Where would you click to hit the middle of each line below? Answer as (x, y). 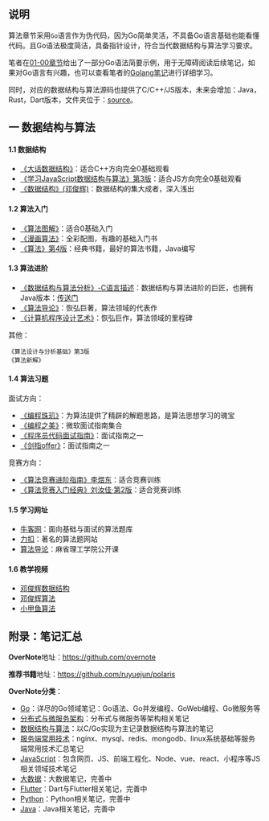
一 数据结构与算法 (52, 127)
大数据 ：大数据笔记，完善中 (66, 779)
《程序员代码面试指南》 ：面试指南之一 (82, 436)
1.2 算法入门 (28, 209)
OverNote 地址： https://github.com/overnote (82, 657)
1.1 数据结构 (27, 149)
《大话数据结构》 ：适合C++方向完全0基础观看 (95, 169)
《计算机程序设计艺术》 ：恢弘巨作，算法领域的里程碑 (106, 318)
